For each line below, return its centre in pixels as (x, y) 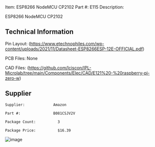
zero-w (12, 78)
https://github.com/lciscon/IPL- (60, 67)
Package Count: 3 (33, 122)
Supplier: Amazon (36, 105)
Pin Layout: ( (18, 43)
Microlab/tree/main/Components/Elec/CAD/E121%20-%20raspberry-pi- (77, 73)
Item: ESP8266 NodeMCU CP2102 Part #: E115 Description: (65, 7)
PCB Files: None (22, 58)
